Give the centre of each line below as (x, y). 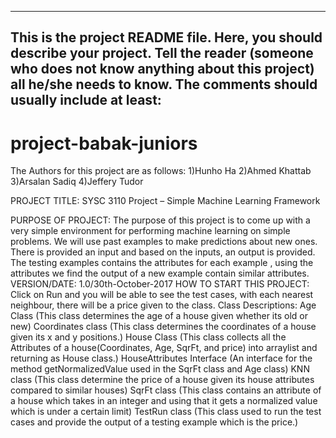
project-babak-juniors (104, 143)
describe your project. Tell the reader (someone (162, 53)
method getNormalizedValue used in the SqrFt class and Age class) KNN (160, 369)
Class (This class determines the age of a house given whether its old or (159, 316)
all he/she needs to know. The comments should (164, 84)
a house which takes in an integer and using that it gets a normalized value (164, 401)
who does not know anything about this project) (162, 69)
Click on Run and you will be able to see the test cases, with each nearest (162, 295)
